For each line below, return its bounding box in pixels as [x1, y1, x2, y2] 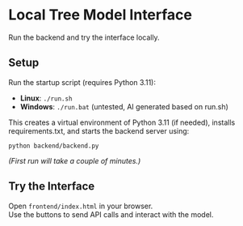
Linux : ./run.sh [19, 93, 73, 103]
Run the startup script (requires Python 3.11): [8, 77, 156, 87]
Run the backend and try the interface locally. [8, 32, 160, 42]
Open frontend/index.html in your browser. [8, 201, 153, 211]
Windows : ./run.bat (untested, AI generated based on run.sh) [19, 101, 228, 111]
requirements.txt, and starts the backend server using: [8, 126, 190, 135]
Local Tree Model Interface [8, 6, 192, 24]
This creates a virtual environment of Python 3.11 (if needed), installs [8, 117, 236, 127]
